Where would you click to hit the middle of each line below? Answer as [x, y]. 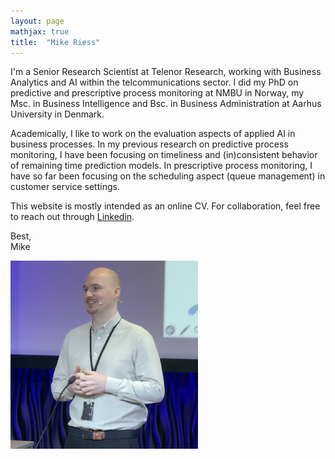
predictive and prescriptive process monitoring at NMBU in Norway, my [157, 93]
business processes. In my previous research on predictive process [149, 144]
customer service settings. [65, 187]
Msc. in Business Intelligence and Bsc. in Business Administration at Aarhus [166, 104]
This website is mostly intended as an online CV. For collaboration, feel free [165, 206]
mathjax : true [40, 31]
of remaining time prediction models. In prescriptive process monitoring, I [161, 166]
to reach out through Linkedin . [72, 217]
